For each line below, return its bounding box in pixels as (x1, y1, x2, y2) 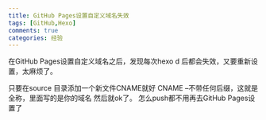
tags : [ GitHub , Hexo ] (8, 19, 77, 27)
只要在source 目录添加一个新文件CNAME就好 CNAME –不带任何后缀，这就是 (8, 83, 259, 93)
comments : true (8, 26, 59, 34)
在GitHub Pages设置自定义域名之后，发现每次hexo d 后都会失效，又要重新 (8, 56, 252, 66)
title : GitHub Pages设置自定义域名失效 (8, 11, 129, 20)
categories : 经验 (8, 33, 64, 42)
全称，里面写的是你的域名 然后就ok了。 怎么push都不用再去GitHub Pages (8, 93, 249, 103)
